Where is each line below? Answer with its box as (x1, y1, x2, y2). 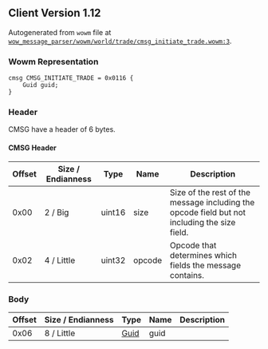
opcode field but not (170, 207, 246, 218)
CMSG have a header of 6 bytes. (8, 125, 116, 134)
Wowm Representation (8, 56, 99, 67)
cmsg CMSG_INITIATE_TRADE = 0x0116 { (8, 74, 134, 82)
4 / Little (44, 255, 76, 266)
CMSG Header (8, 143, 57, 153)
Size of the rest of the (170, 187, 251, 198)
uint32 (100, 255, 126, 266)
